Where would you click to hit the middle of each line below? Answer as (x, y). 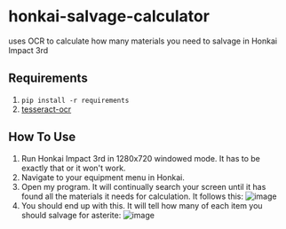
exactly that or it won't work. (73, 168)
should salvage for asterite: (71, 215)
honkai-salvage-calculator (109, 16)
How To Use (42, 137)
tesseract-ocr (46, 109)
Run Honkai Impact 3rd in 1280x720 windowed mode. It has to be (141, 158)
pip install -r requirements (75, 100)
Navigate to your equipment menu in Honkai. (103, 177)
